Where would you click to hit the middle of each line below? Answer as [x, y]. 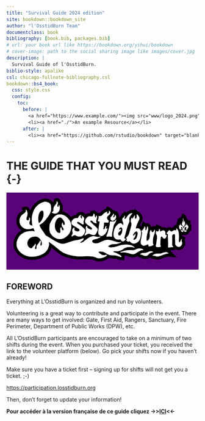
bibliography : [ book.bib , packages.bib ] [59, 39]
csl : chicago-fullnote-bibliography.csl [59, 77]
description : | [26, 58]
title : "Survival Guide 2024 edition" [56, 13]
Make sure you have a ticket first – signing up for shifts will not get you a [97, 369]
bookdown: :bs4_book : [33, 84]
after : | [34, 129]
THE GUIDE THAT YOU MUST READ [97, 166]
